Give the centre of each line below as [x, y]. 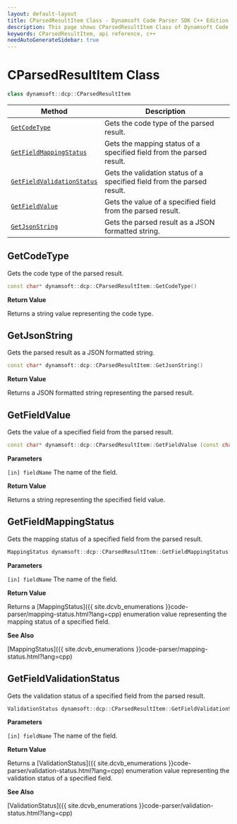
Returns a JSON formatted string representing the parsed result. [101, 393]
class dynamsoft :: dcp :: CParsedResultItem [69, 94]
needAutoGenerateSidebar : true [53, 40]
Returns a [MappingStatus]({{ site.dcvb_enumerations [86, 606]
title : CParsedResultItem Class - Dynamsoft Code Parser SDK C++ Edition [118, 21]
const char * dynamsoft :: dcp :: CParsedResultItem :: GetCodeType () [102, 286]
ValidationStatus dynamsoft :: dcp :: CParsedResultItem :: [90, 709]
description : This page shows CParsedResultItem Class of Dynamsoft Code [118, 27]
